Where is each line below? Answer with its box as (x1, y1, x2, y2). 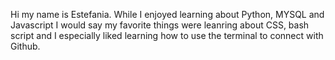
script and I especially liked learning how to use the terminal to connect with (10, 30, 324, 41)
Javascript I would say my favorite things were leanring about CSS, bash (10, 19, 310, 31)
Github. (10, 40, 41, 52)
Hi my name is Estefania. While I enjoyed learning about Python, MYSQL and (10, 9, 325, 20)
